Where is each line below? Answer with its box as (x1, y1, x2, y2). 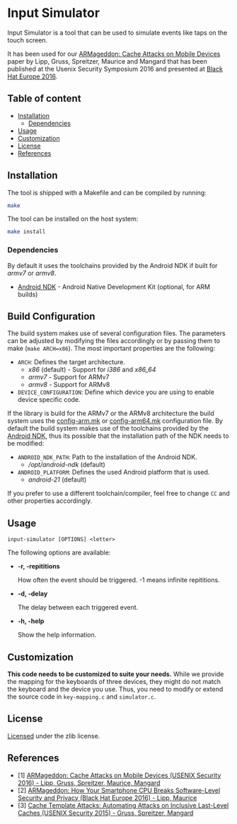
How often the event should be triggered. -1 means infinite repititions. (17, 576, 221, 584)
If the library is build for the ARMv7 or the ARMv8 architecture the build (7, 409, 214, 418)
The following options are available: (7, 548, 111, 557)
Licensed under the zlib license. (7, 731, 100, 740)
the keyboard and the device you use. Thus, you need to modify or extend (7, 685, 224, 694)
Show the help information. (17, 631, 97, 639)
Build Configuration (7, 311, 96, 323)
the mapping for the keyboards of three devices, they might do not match (7, 678, 221, 686)
